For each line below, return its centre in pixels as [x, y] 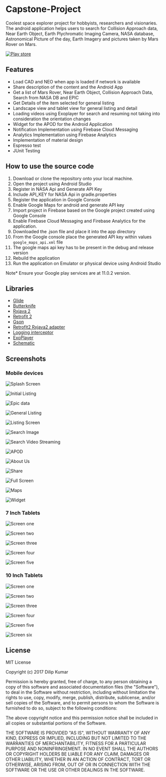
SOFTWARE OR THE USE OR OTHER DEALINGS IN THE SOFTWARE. [75, 770]
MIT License [18, 662]
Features [20, 70]
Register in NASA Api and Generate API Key [57, 189]
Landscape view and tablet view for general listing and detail [75, 108]
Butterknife [24, 306]
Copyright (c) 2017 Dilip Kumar [37, 672]
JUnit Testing [26, 150]
